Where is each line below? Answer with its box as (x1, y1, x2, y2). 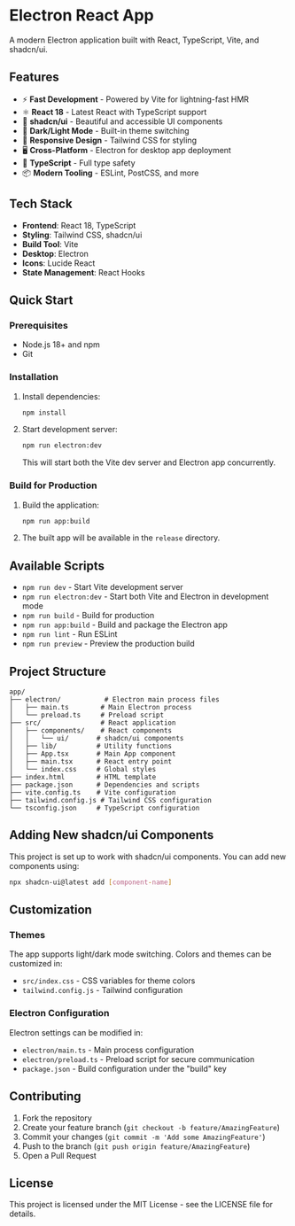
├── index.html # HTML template (9, 772, 157, 782)
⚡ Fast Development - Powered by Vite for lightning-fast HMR (21, 94, 250, 105)
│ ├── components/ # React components (9, 726, 173, 735)
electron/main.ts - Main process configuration (21, 1044, 195, 1055)
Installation (9, 371, 59, 384)
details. (9, 1208, 36, 1219)
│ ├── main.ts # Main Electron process (9, 703, 192, 712)
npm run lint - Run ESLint (21, 629, 118, 640)
